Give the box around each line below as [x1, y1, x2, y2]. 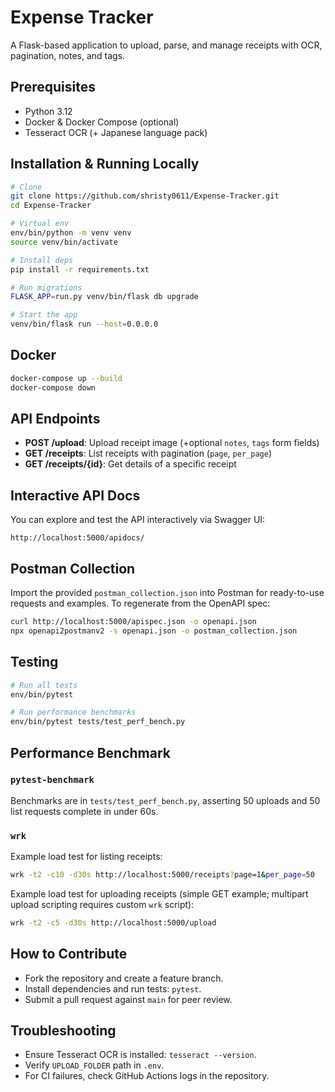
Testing [10, 654, 59, 671]
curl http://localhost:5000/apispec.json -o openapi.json [10, 617, 257, 627]
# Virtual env [10, 219, 70, 229]
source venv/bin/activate [10, 237, 118, 247]
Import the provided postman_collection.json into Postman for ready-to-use [10, 587, 325, 599]
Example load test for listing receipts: [10, 851, 163, 863]
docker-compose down [10, 382, 97, 393]
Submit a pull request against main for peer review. [24, 993, 233, 1005]
